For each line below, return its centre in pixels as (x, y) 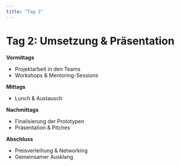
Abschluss (20, 139)
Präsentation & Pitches (42, 127)
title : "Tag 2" (25, 12)
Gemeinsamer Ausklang (44, 157)
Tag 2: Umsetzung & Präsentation (90, 41)
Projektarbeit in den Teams (48, 69)
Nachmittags (22, 110)
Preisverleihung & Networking (51, 150)
